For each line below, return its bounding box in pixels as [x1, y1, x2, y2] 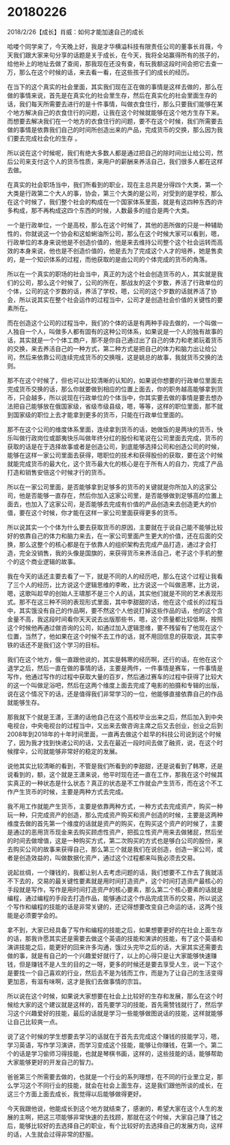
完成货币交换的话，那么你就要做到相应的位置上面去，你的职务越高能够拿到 [7, 385, 217, 393]
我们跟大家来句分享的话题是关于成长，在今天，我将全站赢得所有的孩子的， [12, 51, 223, 59]
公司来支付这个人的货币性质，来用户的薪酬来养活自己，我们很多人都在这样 [12, 157, 223, 166]
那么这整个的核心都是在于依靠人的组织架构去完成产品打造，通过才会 [18, 540, 211, 548]
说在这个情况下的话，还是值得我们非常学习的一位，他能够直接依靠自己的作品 [7, 690, 223, 698]
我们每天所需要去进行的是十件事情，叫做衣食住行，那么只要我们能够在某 [18, 100, 223, 108]
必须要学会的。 [18, 911, 62, 919]
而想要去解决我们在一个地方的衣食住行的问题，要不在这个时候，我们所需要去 [7, 117, 223, 125]
